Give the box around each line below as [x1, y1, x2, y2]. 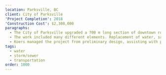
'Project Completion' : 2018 [5, 16, 63, 21]
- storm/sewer [9, 53, 39, 58]
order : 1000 [5, 62, 30, 67]
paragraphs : [5, 26, 30, 31]
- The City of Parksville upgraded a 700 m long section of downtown [9, 30, 156, 35]
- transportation [9, 58, 45, 63]
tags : [5, 44, 16, 49]
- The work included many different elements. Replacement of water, [9, 35, 156, 40]
